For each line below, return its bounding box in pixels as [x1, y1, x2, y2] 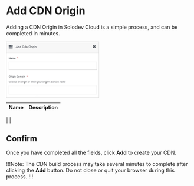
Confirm [6, 134, 37, 144]
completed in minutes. [6, 29, 60, 36]
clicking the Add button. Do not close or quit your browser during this [6, 167, 175, 174]
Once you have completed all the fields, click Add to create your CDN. [6, 149, 177, 157]
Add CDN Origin [6, 4, 86, 18]
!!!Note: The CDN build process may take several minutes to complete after [6, 161, 188, 168]
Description [28, 104, 58, 111]
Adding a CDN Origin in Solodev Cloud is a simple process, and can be [6, 24, 178, 31]
